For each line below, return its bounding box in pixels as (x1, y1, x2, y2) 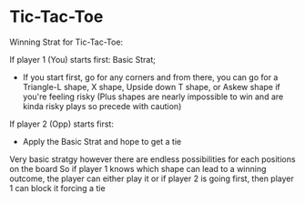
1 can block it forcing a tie (9, 182, 107, 193)
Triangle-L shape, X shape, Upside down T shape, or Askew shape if (22, 81, 280, 92)
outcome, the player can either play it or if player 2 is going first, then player (9, 173, 294, 184)
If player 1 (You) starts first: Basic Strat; (9, 54, 157, 65)
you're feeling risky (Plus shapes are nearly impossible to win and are (22, 91, 284, 102)
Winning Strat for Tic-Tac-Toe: (9, 36, 124, 47)
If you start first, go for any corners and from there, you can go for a (22, 71, 279, 83)
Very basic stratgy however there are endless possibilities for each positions (9, 153, 296, 165)
